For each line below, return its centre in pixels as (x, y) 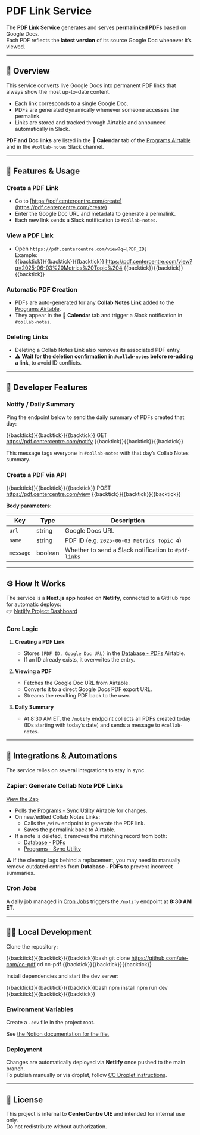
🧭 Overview (28, 71)
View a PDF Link (30, 235)
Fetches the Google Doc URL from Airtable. (76, 683)
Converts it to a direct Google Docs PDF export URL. (88, 689)
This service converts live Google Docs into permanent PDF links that (91, 85)
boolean (48, 553)
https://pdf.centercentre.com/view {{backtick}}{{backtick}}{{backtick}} (94, 494)
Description (128, 521)
